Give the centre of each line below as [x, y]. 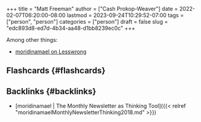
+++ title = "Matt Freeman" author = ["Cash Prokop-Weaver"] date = [92, 9]
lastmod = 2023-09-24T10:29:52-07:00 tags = [125, 15]
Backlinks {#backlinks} [51, 91]
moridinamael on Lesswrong [51, 52]
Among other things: [32, 40]
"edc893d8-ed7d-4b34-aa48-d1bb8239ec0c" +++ [71, 28]
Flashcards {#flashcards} [56, 71]
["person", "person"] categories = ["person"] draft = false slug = [87, 22]
